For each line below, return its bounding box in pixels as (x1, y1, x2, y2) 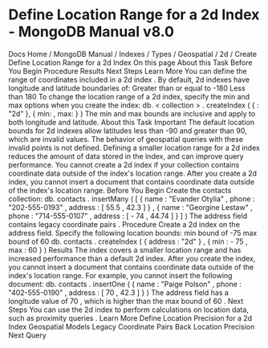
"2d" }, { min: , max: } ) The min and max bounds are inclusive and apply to (8, 108, 256, 118)
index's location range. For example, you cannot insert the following (8, 270, 233, 280)
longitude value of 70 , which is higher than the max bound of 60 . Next (8, 296, 244, 306)
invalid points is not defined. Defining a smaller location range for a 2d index (8, 143, 261, 152)
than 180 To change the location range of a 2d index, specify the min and (8, 91, 250, 101)
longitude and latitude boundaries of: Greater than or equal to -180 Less (8, 83, 246, 93)
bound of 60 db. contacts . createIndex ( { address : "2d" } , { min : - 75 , (8, 237, 248, 246)
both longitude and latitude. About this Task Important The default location (8, 117, 255, 127)
